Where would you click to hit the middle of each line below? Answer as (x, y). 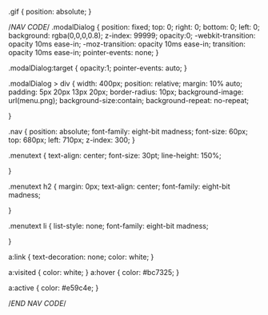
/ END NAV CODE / (37, 303)
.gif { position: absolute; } (50, 12)
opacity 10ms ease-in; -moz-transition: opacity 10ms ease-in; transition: (127, 44)
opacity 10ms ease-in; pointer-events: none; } (84, 52)
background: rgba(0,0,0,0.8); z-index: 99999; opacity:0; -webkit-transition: (132, 36)
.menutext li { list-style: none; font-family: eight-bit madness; (108, 226)
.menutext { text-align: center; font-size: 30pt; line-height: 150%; (115, 156)
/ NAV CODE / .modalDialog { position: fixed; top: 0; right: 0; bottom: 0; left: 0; (134, 27)
